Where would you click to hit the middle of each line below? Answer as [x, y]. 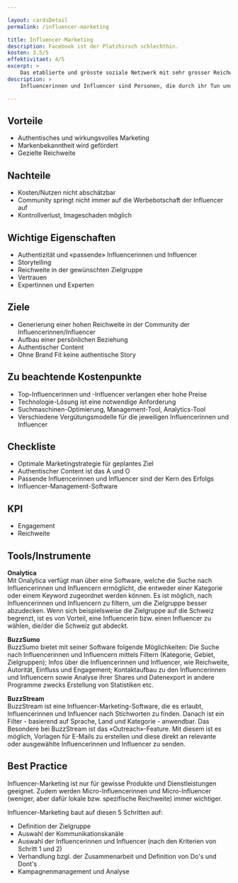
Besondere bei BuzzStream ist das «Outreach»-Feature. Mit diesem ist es [114, 729]
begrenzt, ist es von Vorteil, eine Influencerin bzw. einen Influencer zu [109, 618]
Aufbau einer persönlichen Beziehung [73, 339]
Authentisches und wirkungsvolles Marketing [84, 138]
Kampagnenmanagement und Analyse [73, 871]
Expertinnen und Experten [56, 284]
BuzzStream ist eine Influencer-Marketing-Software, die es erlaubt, [105, 706]
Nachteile [29, 175]
